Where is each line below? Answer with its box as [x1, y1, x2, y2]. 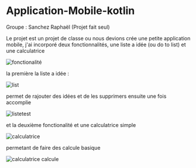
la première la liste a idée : [6, 70, 69, 77]
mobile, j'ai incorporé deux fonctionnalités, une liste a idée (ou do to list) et [6, 41, 186, 48]
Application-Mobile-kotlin [6, 4, 135, 18]
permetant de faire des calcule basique [6, 144, 101, 151]
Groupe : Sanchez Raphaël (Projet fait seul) [6, 23, 110, 30]
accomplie [6, 98, 32, 106]
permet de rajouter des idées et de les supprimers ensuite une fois [6, 92, 167, 100]
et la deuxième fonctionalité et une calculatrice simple [6, 121, 136, 128]
